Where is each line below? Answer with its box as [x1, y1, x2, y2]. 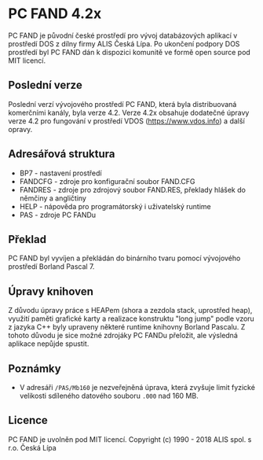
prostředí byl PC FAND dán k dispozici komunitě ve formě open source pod [8, 47, 251, 57]
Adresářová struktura [8, 147, 115, 161]
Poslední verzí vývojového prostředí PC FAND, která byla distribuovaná [8, 99, 237, 109]
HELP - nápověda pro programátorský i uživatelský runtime [19, 201, 212, 211]
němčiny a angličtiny [19, 193, 86, 203]
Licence [8, 414, 49, 427]
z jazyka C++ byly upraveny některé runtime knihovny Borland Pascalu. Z [8, 322, 246, 332]
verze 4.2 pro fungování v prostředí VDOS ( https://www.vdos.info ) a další [8, 116, 245, 126]
